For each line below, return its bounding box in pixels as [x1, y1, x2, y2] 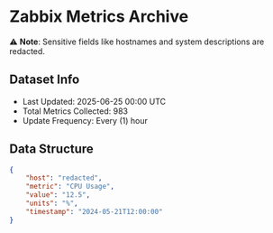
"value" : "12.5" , [25, 191, 91, 200]
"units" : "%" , [25, 199, 78, 209]
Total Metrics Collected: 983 [22, 106, 129, 116]
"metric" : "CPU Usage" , [25, 182, 115, 191]
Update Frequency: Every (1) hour [22, 115, 149, 126]
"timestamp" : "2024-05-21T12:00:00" [25, 207, 164, 216]
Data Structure [9, 142, 95, 157]
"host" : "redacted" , [25, 173, 103, 182]
